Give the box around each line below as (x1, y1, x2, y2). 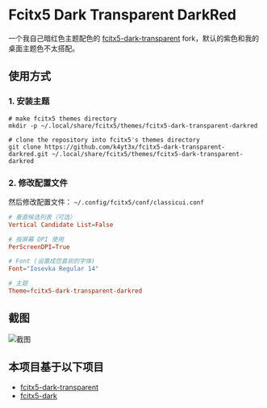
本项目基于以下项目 (8, 360, 104, 374)
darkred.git (8, 149, 48, 158)
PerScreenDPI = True (8, 242, 70, 251)
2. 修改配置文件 (8, 177, 69, 188)
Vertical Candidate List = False (8, 221, 114, 229)
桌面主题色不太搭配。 (8, 43, 79, 53)
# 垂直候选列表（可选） (8, 212, 77, 221)
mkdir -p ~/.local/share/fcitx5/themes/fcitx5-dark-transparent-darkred (8, 121, 258, 130)
